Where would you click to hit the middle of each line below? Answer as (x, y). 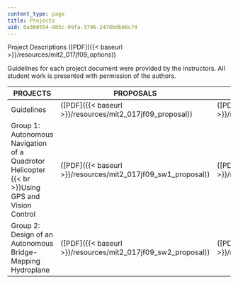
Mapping (26, 261)
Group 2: (25, 226)
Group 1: (25, 126)
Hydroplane (30, 270)
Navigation (29, 144)
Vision (21, 205)
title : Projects (31, 21)
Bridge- (24, 252)
